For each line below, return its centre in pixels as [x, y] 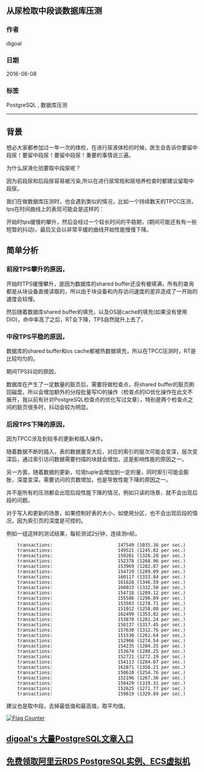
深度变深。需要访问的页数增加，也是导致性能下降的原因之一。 [94, 480]
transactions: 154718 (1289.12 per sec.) [102, 593]
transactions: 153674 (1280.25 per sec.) [102, 652]
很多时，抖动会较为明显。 [59, 407]
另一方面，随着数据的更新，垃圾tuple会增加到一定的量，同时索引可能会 [95, 472]
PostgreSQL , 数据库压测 [37, 105]
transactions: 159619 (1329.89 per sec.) [102, 694]
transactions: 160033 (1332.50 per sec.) [102, 588]
